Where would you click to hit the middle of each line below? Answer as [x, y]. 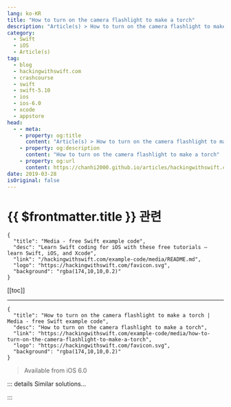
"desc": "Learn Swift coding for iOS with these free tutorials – [110, 248]
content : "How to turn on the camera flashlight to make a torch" [122, 155]
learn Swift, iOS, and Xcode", [52, 254]
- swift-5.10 [32, 90]
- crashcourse [33, 78]
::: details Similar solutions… [47, 384]
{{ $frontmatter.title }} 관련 [84, 216]
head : [15, 122]
